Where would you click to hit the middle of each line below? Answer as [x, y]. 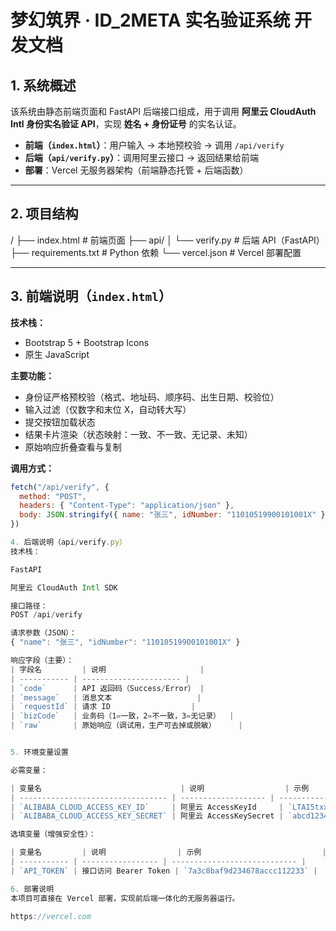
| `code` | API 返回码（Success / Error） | [107, 688]
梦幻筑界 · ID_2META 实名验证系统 [150, 20]
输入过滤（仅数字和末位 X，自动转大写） [108, 409]
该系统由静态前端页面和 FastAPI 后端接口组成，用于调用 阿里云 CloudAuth [163, 111]
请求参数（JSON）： [43, 633]
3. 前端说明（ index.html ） [91, 296]
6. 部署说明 [32, 889]
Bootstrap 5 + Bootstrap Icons [87, 342]
